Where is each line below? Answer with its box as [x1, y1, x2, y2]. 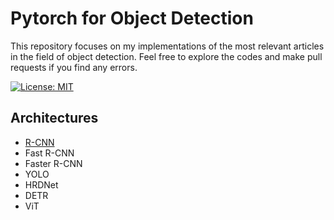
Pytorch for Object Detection [10, 7, 254, 30]
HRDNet [24, 178, 59, 191]
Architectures [10, 110, 99, 127]
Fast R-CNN [24, 147, 75, 159]
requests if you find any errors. [10, 61, 138, 73]
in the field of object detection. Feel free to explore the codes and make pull [10, 50, 323, 62]
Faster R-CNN [24, 157, 83, 169]
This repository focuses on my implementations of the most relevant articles [10, 40, 325, 52]
